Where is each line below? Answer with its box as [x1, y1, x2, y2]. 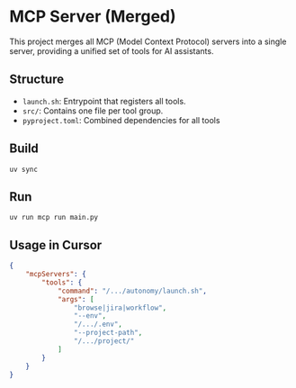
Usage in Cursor [9, 237, 103, 253]
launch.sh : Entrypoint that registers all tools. [22, 95, 186, 106]
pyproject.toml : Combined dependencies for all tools [22, 114, 220, 125]
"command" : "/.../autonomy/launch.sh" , [57, 286, 207, 295]
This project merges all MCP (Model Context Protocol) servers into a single [9, 36, 287, 47]
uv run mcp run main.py [9, 213, 99, 222]
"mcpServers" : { [25, 270, 87, 279]
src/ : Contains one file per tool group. [22, 105, 164, 116]
